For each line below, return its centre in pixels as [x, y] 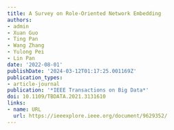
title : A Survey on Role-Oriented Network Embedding [84, 13]
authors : [20, 20]
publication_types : [35, 77]
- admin [18, 26]
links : [17, 103]
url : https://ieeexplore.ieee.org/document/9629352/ [90, 116]
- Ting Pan [23, 39]
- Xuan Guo [23, 33]
